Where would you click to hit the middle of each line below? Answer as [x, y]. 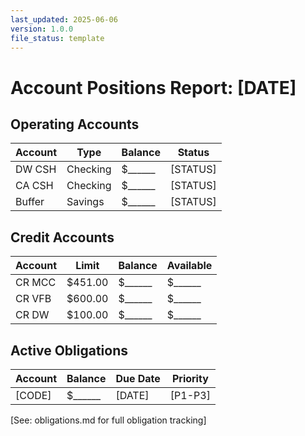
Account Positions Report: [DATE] [153, 87]
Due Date [138, 378]
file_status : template [57, 38]
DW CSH [36, 169]
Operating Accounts [75, 124]
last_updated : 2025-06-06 [64, 19]
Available [189, 266]
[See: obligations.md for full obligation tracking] [108, 420]
